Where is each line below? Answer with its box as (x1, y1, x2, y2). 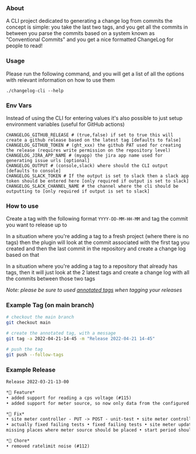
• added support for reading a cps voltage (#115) (6, 395, 132, 401)
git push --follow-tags (6, 352, 64, 357)
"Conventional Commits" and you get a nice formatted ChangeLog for (6, 36, 174, 43)
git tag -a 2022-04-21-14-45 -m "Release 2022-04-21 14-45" (6, 336, 156, 342)
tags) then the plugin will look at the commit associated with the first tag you (6, 239, 190, 246)
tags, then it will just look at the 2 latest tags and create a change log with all (6, 269, 190, 276)
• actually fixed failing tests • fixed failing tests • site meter (6, 422, 176, 428)
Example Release (6, 366, 56, 374)
